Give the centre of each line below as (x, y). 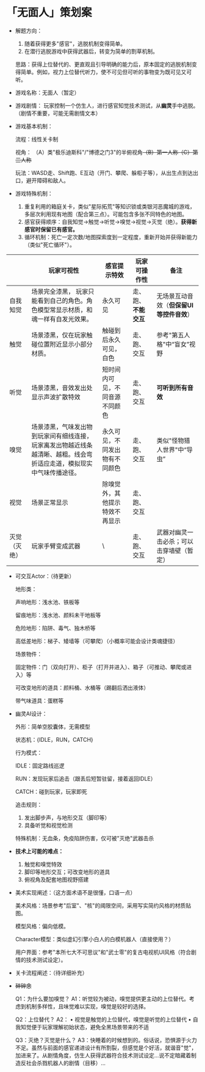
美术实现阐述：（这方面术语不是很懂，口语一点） (75, 892)
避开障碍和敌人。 (47, 180)
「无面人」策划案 (49, 13)
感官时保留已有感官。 (51, 229)
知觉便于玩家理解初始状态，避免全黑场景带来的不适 (85, 1027)
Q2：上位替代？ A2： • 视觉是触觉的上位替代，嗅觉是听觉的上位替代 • (103, 1019)
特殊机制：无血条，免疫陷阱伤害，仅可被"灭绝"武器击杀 (85, 838)
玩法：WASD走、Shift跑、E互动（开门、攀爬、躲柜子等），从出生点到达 (104, 172)
